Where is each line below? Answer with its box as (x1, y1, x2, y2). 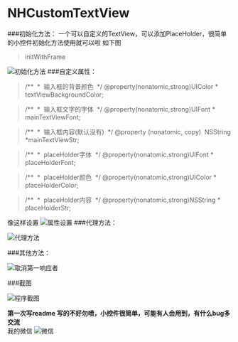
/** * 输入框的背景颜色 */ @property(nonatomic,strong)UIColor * (24, 82, 219, 90)
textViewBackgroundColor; (24, 90, 104, 99)
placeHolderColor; (24, 181, 79, 189)
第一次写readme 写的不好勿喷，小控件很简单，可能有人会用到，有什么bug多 (7, 309, 231, 317)
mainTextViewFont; (24, 112, 81, 122)
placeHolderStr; (24, 203, 72, 212)
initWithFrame (24, 52, 66, 61)
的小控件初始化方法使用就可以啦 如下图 (7, 38, 121, 47)
